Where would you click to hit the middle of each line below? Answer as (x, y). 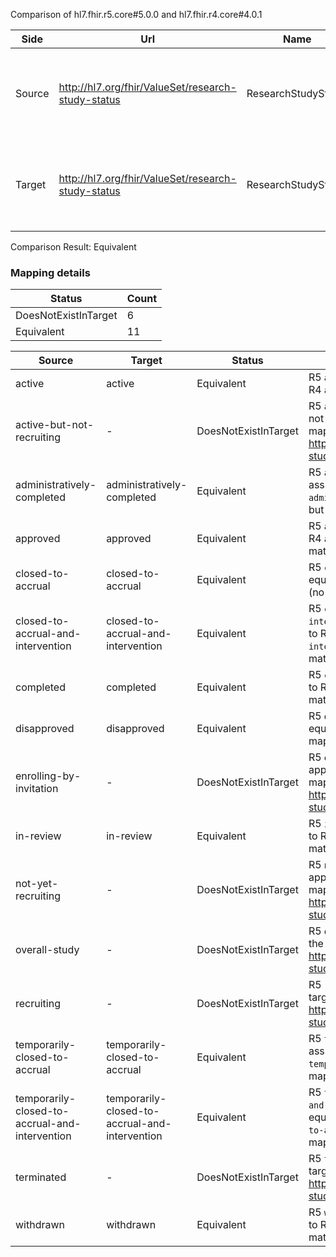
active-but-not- (55, 425)
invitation (37, 789)
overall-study (47, 950)
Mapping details (50, 272)
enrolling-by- (48, 776)
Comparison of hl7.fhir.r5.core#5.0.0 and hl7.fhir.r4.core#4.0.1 (136, 14)
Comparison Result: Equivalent (73, 247)
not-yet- (37, 884)
